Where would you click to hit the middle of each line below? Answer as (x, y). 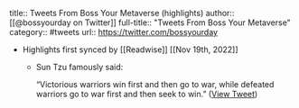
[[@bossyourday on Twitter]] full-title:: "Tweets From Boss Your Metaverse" (150, 22)
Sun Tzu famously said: (79, 67)
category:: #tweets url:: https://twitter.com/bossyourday (114, 32)
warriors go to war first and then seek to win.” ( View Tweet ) (147, 94)
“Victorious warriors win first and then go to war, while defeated (155, 84)
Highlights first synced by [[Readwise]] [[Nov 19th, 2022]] (130, 49)
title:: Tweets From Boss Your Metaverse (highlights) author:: (122, 13)
